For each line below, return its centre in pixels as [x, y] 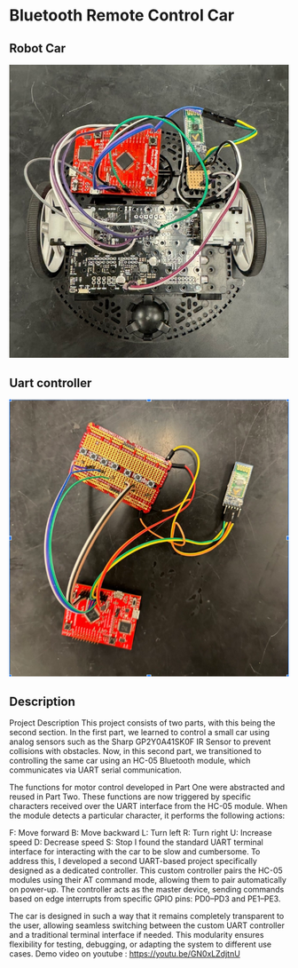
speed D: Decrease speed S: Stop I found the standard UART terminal [136, 842]
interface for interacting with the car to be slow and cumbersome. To [135, 852]
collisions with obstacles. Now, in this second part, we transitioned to [135, 751]
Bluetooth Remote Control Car [122, 16]
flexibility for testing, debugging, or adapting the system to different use [141, 944]
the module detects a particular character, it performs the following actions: [147, 816]
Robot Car [38, 48]
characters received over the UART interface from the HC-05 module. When [149, 806]
